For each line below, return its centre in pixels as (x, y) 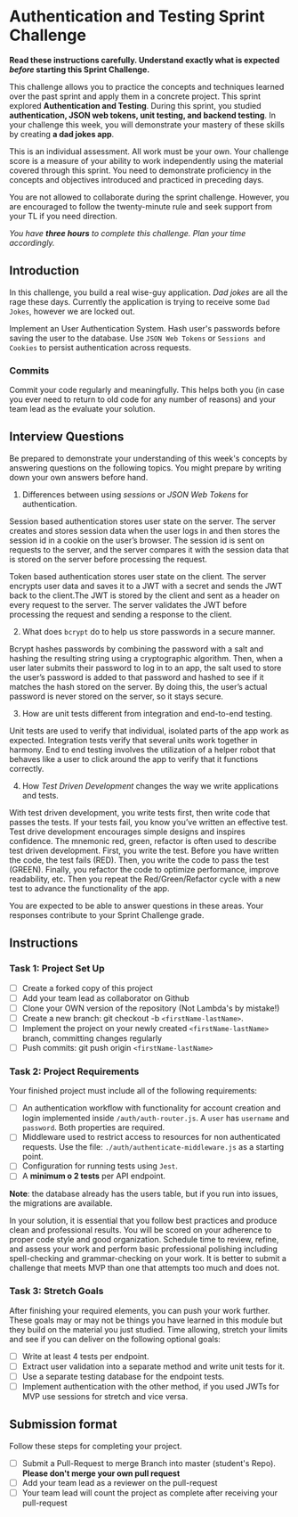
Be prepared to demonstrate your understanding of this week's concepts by (148, 458)
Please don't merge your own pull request (101, 1473)
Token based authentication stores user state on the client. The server (138, 576)
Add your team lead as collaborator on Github (105, 998)
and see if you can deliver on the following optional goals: (115, 1339)
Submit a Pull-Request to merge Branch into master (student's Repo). (149, 1463)
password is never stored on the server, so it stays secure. (117, 696)
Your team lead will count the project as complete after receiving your (150, 1492)
